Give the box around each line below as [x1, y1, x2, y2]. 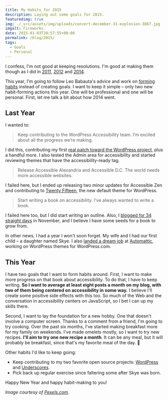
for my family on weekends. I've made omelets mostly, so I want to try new [5, 329, 159, 335]
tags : [5, 40, 17, 45]
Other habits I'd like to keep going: [5, 349, 76, 355]
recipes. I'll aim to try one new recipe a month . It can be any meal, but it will [5, 334, 163, 340]
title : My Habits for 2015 [5, 7, 62, 13]
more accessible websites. [17, 173, 73, 179]
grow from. [5, 223, 29, 229]
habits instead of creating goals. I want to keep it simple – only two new [5, 83, 153, 89]
